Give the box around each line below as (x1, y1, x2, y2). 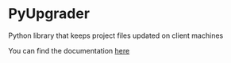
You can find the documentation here (8, 46, 130, 55)
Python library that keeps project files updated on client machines (8, 31, 224, 40)
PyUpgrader (8, 5, 90, 23)
